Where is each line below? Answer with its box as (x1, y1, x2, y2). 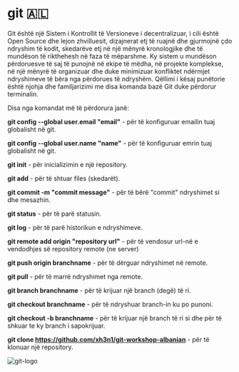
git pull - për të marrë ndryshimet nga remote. (7, 272, 143, 281)
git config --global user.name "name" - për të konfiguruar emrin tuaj (7, 139, 213, 147)
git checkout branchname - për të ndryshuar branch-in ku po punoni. (7, 300, 213, 308)
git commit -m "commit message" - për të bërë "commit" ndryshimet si (7, 188, 220, 196)
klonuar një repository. (7, 343, 73, 351)
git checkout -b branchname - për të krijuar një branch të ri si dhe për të (7, 313, 223, 322)
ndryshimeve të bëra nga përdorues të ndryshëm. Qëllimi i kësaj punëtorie (7, 74, 225, 83)
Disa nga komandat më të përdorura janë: (7, 104, 130, 112)
